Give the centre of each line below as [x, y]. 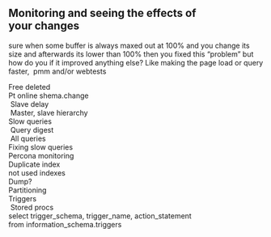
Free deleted [30, 87]
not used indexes [37, 172]
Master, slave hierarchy [49, 112]
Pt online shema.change [49, 95]
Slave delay [30, 104]
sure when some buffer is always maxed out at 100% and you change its [129, 45]
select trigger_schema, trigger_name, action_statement [100, 216]
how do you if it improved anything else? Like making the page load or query [136, 62]
